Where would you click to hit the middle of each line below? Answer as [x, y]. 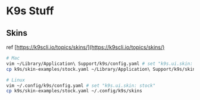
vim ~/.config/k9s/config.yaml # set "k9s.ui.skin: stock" [81, 85]
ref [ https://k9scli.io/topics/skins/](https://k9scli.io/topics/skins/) [85, 47]
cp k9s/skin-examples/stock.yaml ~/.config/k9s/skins [74, 91]
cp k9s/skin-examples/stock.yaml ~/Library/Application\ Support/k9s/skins [102, 69]
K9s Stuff [30, 11]
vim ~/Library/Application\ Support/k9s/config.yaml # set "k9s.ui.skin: [100, 64]
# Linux [16, 80]
